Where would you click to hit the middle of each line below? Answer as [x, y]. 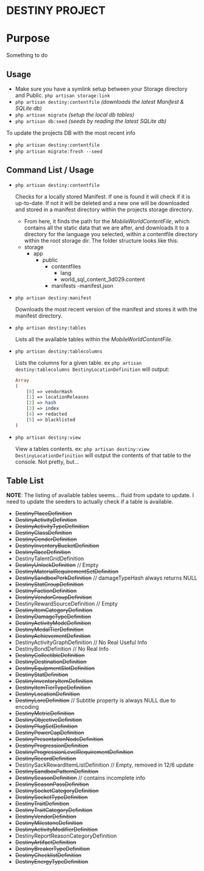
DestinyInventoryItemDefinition [54, 681]
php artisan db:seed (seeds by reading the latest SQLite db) [91, 121]
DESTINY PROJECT [56, 11]
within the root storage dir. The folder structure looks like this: [101, 240]
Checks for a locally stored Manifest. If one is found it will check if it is [103, 196]
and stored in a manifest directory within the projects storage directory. [104, 209]
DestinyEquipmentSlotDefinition [55, 668]
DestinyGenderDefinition [46, 539]
